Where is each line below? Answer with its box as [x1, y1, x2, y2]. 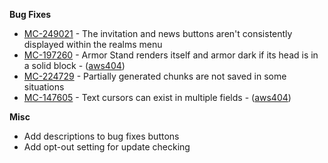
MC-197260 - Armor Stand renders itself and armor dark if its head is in [23, 49, 319, 61]
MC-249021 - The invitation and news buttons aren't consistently [23, 28, 293, 39]
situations [23, 81, 65, 93]
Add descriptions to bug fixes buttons [23, 130, 180, 142]
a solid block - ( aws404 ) [23, 60, 126, 71]
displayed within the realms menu [23, 39, 163, 50]
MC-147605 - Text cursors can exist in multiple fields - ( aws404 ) [23, 92, 292, 103]
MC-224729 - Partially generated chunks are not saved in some [23, 70, 287, 82]
